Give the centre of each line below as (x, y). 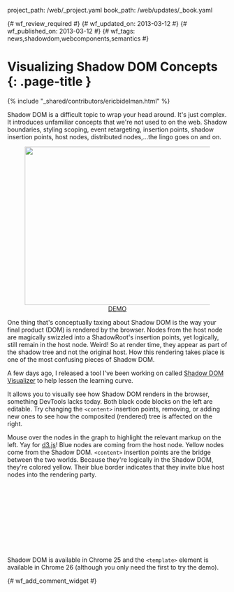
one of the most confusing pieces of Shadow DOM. (81, 359)
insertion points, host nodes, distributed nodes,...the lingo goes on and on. (115, 136)
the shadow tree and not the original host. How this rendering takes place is (116, 352)
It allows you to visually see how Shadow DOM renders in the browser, (109, 394)
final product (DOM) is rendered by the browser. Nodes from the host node (115, 330)
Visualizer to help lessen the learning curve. (71, 380)
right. (15, 423)
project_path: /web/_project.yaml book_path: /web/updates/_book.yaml (110, 10)
